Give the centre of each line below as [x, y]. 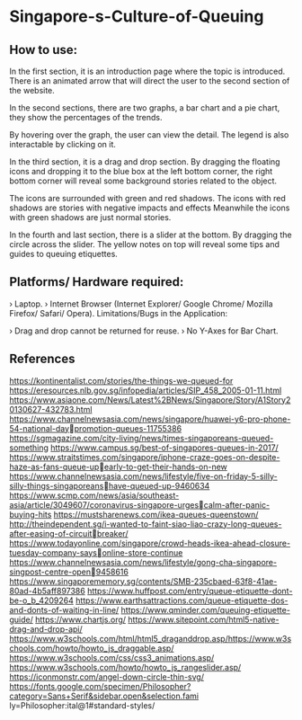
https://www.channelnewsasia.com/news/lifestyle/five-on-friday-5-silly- [143, 476]
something [29, 448]
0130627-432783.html [51, 409]
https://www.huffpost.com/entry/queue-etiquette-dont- [190, 591]
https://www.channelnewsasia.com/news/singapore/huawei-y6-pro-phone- [150, 419]
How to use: [44, 50]
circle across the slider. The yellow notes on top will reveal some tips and [145, 244]
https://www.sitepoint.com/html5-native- [204, 619]
